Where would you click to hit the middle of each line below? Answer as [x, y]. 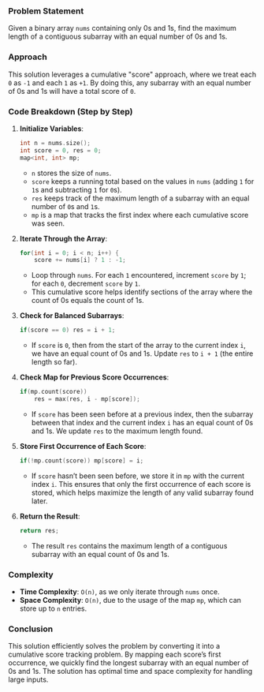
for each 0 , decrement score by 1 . [86, 284]
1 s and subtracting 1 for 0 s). [76, 189]
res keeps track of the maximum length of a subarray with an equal [140, 198]
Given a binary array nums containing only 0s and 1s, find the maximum [122, 28]
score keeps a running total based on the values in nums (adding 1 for [143, 181]
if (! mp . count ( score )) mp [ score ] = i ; [82, 460]
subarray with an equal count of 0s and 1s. [100, 554]
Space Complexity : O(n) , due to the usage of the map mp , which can [130, 600]
